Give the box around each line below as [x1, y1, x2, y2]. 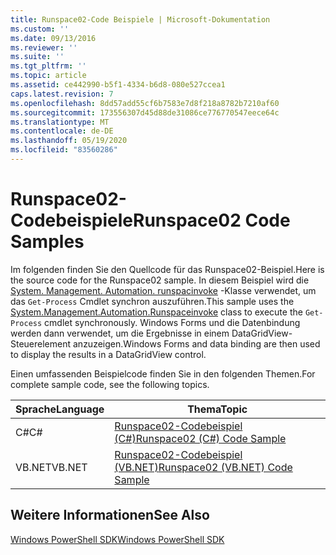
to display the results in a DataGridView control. [10, 348, 207, 360]
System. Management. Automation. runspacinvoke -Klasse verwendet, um [10, 284, 317, 296]
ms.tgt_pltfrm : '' [10, 61, 87, 71]
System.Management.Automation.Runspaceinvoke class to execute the [10, 306, 303, 318]
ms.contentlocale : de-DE [10, 126, 114, 136]
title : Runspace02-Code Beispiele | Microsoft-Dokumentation [10, 14, 271, 25]
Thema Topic [187, 402, 248, 416]
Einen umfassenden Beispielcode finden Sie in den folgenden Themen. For [10, 367, 316, 380]
